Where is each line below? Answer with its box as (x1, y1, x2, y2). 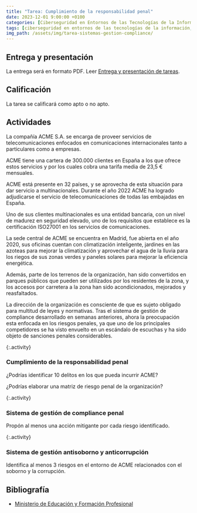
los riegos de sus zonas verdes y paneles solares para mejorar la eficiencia (6, 253, 188, 260)
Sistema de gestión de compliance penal (6, 409, 124, 417)
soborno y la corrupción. (6, 468, 66, 475)
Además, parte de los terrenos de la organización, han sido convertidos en (6, 271, 186, 278)
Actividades (6, 117, 52, 127)
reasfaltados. (6, 289, 38, 296)
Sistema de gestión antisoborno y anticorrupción (6, 448, 149, 457)
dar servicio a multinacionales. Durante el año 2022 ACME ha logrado (6, 187, 175, 194)
